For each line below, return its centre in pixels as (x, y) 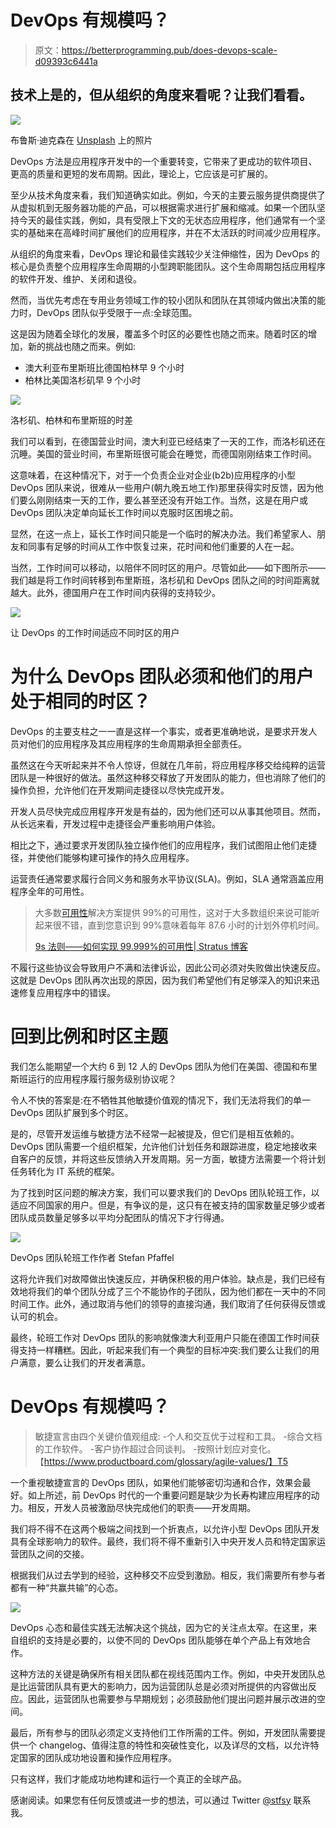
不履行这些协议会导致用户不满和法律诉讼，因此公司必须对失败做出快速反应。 (168, 967)
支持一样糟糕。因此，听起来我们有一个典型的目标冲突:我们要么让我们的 (165, 1350)
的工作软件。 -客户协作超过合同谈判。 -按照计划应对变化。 (155, 1448)
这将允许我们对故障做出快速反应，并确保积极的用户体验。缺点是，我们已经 (163, 1278)
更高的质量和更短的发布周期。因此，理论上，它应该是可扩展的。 (141, 173)
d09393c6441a (66, 61)
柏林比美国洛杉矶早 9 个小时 (83, 380)
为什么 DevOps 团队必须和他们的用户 (162, 676)
